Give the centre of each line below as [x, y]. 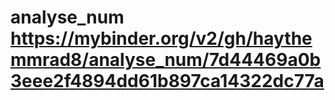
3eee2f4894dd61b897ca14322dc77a [167, 81]
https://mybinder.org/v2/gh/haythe [161, 38]
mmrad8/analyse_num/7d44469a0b [166, 60]
